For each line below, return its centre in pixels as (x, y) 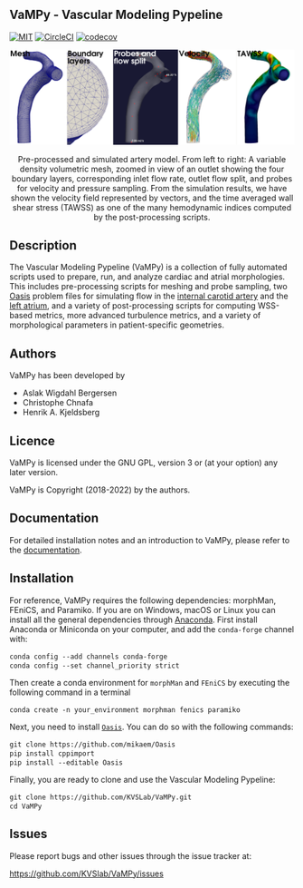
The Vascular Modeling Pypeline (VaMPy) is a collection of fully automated (148, 268)
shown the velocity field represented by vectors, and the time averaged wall (152, 198)
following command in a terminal (70, 692)
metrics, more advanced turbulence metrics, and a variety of (148, 316)
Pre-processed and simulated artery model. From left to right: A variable (152, 159)
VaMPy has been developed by (67, 376)
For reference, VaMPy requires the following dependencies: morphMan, (143, 600)
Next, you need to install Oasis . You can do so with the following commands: (151, 727)
